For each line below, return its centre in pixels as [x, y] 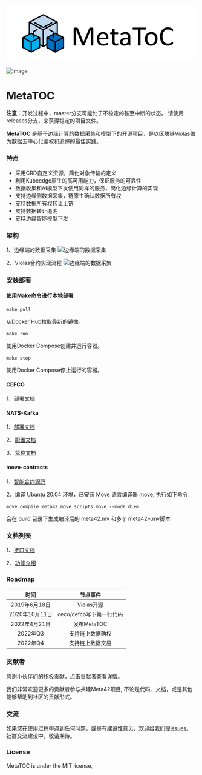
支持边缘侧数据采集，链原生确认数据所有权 [68, 195]
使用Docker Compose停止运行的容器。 [54, 370]
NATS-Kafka [22, 413]
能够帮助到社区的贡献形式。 [41, 697]
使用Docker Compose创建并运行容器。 [54, 346]
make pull [19, 310]
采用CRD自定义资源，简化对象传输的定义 [66, 173]
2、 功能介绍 [21, 563]
